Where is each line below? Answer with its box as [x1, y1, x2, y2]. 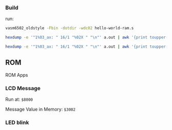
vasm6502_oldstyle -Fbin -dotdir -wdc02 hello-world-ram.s [5, 26, 134, 31]
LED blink [5, 119, 29, 126]
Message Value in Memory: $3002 [5, 106, 76, 113]
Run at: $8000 [5, 96, 33, 102]
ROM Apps [5, 72, 28, 78]
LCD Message [5, 84, 41, 92]
